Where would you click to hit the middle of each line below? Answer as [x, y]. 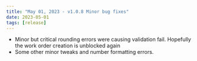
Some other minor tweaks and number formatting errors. [84, 52]
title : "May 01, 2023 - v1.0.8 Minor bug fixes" [68, 12]
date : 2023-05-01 [28, 17]
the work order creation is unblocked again [68, 46]
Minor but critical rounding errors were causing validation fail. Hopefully [103, 40]
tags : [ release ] [26, 23]
